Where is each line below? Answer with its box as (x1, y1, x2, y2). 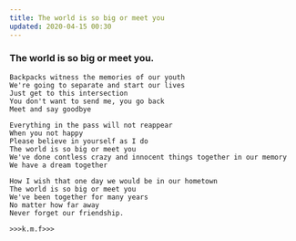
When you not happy (9, 129, 84, 138)
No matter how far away (9, 200, 100, 210)
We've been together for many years (9, 193, 148, 202)
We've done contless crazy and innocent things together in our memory (9, 152, 287, 162)
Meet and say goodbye (9, 104, 92, 114)
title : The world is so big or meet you (9, 13, 166, 23)
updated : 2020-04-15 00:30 (9, 22, 112, 31)
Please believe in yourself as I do (9, 136, 148, 146)
